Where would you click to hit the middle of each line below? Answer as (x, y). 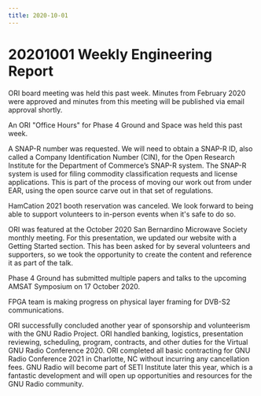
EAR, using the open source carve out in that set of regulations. (111, 191)
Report (31, 71)
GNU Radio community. (46, 383)
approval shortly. (35, 109)
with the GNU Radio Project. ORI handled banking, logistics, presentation (126, 333)
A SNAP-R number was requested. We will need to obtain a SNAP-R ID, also (130, 148)
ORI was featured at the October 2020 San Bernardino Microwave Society (128, 229)
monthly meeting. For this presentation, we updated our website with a (123, 238)
